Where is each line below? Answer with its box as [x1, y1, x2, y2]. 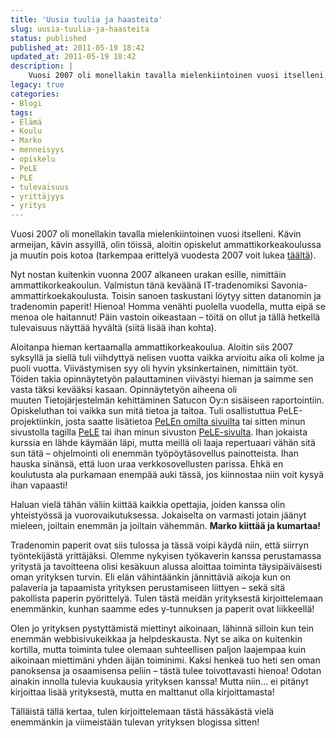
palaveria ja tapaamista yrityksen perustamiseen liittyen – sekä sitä [10, 582, 286, 594]
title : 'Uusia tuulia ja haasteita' [10, 14, 163, 25]
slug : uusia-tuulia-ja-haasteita [10, 24, 150, 34]
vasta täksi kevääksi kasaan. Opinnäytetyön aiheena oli [10, 384, 238, 396]
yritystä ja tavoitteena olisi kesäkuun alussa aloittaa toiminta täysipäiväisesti [10, 561, 323, 573]
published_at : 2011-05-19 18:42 [10, 42, 145, 53]
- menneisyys [10, 145, 65, 155]
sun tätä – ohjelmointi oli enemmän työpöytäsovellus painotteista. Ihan [10, 447, 299, 460]
